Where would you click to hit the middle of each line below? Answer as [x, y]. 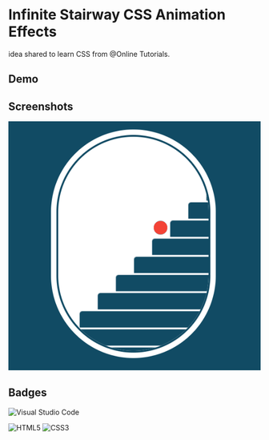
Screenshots [41, 106]
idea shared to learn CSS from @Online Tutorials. [89, 54]
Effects [33, 32]
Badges [28, 393]
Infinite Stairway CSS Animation [117, 15]
